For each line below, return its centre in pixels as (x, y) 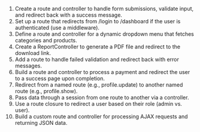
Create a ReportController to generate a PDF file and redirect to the (98, 47)
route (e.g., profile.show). (46, 91)
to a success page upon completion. (60, 78)
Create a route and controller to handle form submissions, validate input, (104, 9)
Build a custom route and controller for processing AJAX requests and (101, 116)
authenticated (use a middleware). (57, 27)
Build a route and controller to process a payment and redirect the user (102, 72)
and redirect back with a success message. (69, 15)
